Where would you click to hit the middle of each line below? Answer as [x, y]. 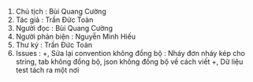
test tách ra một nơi [47, 70]
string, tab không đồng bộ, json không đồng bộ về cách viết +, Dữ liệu [129, 61]
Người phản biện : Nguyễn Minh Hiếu [76, 36]
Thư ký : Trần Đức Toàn [54, 45]
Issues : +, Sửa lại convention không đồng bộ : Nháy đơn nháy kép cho [130, 53]
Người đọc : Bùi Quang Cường [64, 28]
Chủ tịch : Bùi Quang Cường [61, 11]
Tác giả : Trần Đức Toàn [54, 20]
